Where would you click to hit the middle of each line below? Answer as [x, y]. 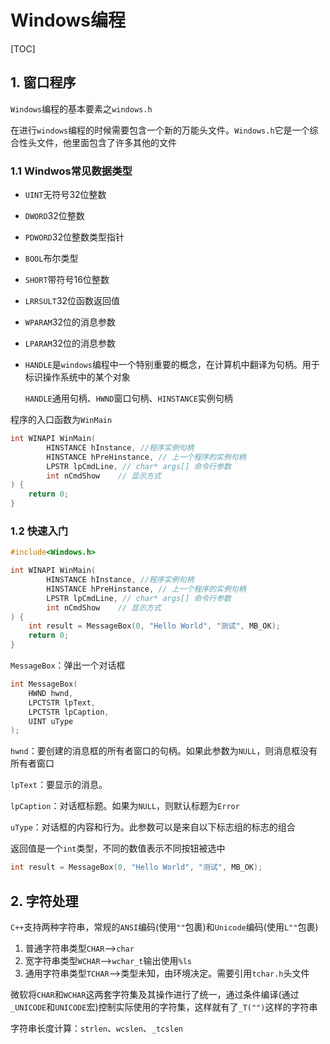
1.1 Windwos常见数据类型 [71, 171]
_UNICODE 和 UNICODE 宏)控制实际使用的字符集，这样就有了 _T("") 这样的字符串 [164, 1007]
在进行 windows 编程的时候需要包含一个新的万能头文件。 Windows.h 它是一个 [160, 130]
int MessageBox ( [44, 684]
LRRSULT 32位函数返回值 [72, 301]
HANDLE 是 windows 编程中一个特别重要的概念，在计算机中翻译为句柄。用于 [172, 365]
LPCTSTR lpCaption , [69, 712]
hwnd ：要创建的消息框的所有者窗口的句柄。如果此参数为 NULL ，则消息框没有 [164, 751]
